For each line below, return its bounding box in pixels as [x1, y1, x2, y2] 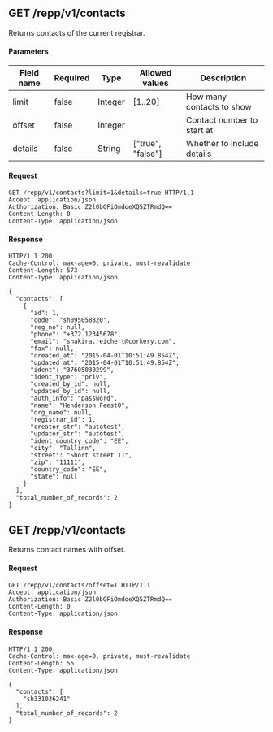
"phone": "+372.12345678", [29, 331, 122, 339]
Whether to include [185, 138, 259, 149]
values [141, 77, 169, 89]
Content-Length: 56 [8, 659, 75, 667]
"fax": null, [29, 344, 75, 353]
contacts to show [185, 102, 252, 113]
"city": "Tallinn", [29, 444, 96, 453]
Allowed [139, 67, 172, 79]
